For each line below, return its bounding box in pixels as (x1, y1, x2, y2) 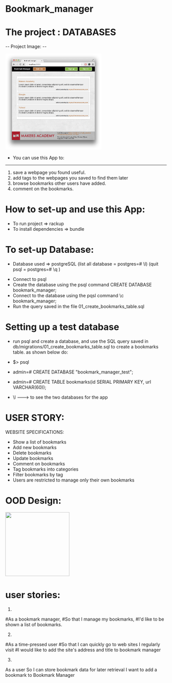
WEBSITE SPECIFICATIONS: (5, 429, 64, 435)
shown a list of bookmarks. (5, 621, 62, 627)
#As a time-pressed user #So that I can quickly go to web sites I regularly (5, 641, 160, 647)
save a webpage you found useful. (12, 169, 86, 175)
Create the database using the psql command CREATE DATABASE (12, 282, 152, 288)
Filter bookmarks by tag (12, 471, 63, 477)
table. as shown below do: (12, 349, 68, 355)
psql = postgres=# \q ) (12, 267, 60, 272)
